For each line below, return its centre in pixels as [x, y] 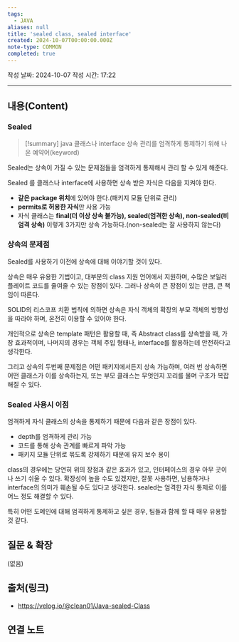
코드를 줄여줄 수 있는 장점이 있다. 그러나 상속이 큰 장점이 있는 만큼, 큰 [127, 285]
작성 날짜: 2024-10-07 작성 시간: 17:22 [62, 75]
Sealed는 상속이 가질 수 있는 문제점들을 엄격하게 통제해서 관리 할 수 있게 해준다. [118, 167]
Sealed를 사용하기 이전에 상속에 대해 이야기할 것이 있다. [85, 262]
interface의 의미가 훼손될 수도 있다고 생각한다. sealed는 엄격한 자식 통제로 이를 [117, 487]
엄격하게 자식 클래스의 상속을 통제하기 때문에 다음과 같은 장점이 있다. [102, 422]
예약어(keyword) [56, 152]
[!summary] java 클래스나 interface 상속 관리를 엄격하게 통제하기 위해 [122, 143]
